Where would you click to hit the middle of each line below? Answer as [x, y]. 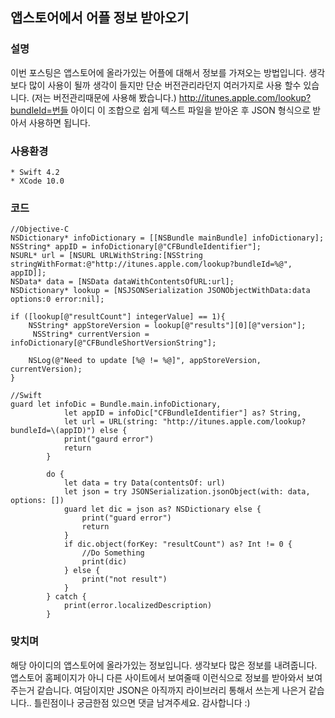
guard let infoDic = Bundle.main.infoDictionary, [116, 404]
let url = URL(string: [111, 422]
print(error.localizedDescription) [138, 606]
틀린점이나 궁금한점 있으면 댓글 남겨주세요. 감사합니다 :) [142, 702]
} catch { [66, 597]
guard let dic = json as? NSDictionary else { [162, 509]
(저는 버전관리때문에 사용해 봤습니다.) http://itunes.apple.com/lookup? [171, 97]
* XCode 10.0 [37, 181]
